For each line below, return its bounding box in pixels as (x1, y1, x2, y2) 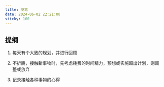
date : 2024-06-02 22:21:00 (5, 12, 61, 17)
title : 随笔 (5, 7, 28, 12)
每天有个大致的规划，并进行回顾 (12, 50, 77, 56)
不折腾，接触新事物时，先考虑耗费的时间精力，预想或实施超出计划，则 (12, 60, 155, 66)
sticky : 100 (5, 16, 30, 21)
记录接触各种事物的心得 (12, 77, 60, 83)
